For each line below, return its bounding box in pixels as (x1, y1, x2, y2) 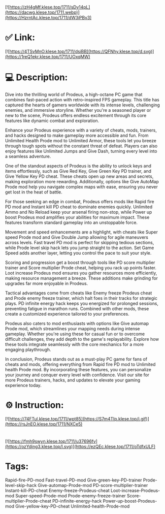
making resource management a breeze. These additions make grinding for (5, 275, 158, 281)
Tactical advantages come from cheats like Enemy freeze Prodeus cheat (5, 290, 152, 296)
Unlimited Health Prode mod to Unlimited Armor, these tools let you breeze (5, 137, 157, 143)
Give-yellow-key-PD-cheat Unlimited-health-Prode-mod (15, 503, 130, 509)
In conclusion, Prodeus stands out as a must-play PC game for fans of (5, 356, 148, 362)
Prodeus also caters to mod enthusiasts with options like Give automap (5, 320, 149, 326)
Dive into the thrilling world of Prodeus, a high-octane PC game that (5, 91, 143, 97)
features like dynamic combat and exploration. (5, 118, 99, 124)
